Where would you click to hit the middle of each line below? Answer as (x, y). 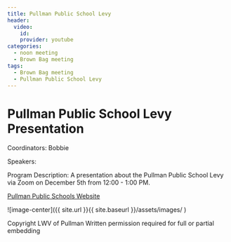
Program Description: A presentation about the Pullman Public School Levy (115, 175)
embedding (24, 231)
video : (23, 27)
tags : (15, 66)
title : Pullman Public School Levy (59, 14)
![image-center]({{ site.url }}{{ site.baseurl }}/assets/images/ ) (97, 210)
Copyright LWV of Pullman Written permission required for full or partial (111, 223)
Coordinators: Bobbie (38, 148)
